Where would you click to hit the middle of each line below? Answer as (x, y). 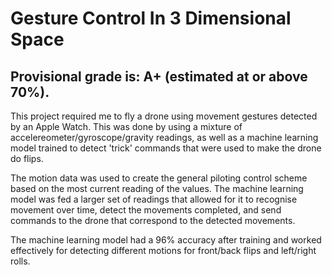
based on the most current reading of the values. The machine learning (157, 188)
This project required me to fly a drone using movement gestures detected (164, 116)
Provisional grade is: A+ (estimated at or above (159, 76)
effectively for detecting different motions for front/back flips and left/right (163, 250)
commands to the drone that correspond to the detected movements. (153, 220)
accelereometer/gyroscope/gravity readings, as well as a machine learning (164, 137)
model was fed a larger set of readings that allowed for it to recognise (154, 199)
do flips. (27, 158)
